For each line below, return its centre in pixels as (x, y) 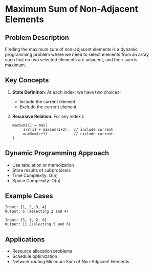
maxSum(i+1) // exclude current (68, 134)
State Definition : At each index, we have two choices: (66, 92)
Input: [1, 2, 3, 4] (26, 207)
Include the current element (47, 101)
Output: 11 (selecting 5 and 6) (38, 224)
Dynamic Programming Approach (57, 153)
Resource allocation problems (42, 251)
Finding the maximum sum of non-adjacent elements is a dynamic (71, 49)
